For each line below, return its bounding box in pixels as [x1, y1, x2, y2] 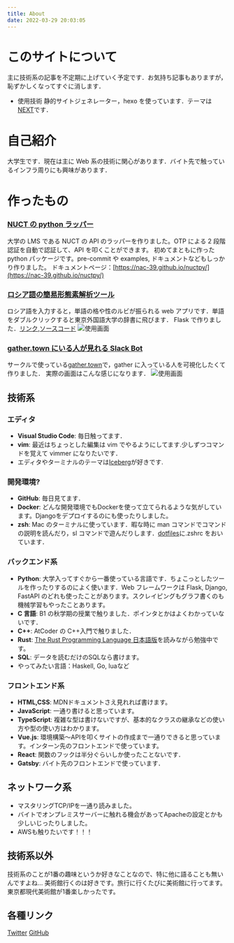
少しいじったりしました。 [17, 819, 92, 827]
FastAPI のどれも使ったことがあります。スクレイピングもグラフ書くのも [17, 592, 225, 600]
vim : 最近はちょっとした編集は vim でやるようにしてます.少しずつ [17, 441, 206, 449]
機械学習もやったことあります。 [17, 600, 110, 608]
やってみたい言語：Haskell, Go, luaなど [17, 661, 130, 670]
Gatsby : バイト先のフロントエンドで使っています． [17, 759, 165, 768]
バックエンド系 [7, 557, 58, 566]
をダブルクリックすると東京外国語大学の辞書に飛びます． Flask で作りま [7, 316, 215, 324]
